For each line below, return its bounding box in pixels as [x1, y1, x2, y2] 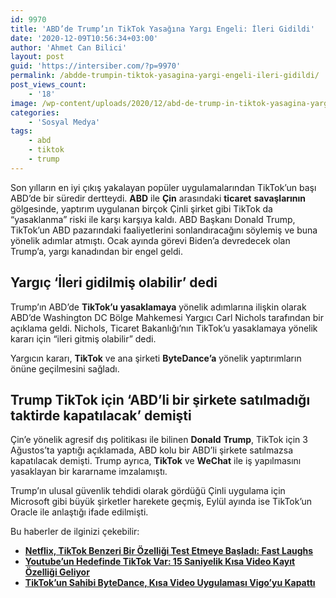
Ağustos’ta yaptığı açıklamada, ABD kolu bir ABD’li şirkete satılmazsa [10, 444, 294, 456]
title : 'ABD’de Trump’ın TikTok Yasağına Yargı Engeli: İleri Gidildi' [10, 24, 315, 34]
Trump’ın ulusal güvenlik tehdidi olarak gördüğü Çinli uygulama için [10, 485, 286, 497]
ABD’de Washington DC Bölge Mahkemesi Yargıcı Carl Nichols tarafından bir [10, 311, 324, 323]
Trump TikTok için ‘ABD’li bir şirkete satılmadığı [10, 391, 311, 408]
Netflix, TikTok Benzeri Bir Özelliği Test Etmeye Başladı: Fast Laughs [24, 545, 314, 557]
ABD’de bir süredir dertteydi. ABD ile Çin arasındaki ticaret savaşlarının [10, 192, 307, 204]
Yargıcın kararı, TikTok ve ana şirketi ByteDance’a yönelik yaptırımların [10, 352, 302, 364]
